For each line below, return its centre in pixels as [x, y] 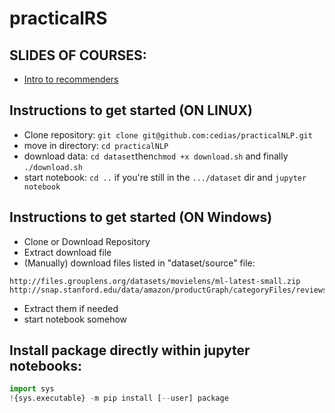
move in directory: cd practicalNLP [96, 145]
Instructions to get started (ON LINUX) [131, 110]
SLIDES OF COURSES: [78, 55]
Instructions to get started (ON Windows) [141, 217]
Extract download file [67, 252]
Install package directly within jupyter [130, 350]
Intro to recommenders [71, 79]
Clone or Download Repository [87, 241]
